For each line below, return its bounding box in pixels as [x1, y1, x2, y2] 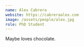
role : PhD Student [5, 21, 45, 27]
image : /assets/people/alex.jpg [5, 17, 74, 22]
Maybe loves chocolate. [5, 36, 56, 42]
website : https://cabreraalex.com [5, 12, 79, 17]
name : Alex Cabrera [5, 7, 47, 13]
